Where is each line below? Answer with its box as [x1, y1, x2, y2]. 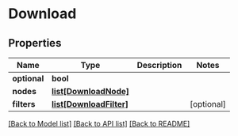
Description [136, 60, 182, 70]
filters [12, 99, 36, 109]
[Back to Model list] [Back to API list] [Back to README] [8, 119, 190, 128]
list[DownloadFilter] [51, 99, 129, 109]
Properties [8, 36, 62, 50]
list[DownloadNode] [51, 86, 129, 96]
